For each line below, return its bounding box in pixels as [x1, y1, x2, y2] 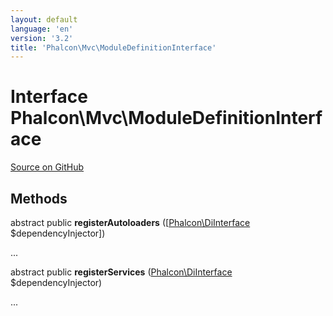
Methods [10, 190, 68, 207]
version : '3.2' [10, 33, 74, 43]
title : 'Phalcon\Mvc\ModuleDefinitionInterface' [10, 42, 217, 53]
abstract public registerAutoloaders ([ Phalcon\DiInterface [10, 217, 251, 228]
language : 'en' [10, 24, 74, 34]
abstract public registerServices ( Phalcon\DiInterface [10, 266, 233, 278]
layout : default [10, 14, 78, 25]
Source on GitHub [10, 161, 85, 173]
